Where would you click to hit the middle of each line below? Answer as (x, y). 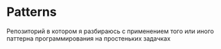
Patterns (32, 12)
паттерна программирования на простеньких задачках (89, 38)
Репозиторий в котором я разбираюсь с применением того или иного (110, 31)
